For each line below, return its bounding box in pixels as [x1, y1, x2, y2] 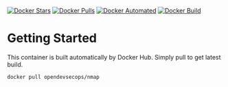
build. [7, 60, 23, 69]
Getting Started [7, 31, 98, 46]
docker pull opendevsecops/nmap [7, 73, 100, 80]
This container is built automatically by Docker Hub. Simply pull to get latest [7, 53, 221, 61]
